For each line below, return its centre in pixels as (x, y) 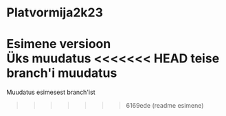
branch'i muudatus (62, 73)
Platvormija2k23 (55, 13)
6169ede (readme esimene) (165, 106)
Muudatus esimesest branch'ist (51, 92)
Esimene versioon (59, 44)
